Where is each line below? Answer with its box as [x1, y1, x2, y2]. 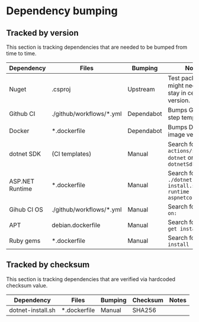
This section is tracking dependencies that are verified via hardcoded [6, 275, 176, 283]
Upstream [127, 85, 155, 93]
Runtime [9, 185, 33, 192]
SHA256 [132, 306, 157, 314]
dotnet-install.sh [9, 306, 56, 314]
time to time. [6, 50, 37, 57]
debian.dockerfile [52, 221, 101, 229]
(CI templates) [52, 150, 92, 158]
